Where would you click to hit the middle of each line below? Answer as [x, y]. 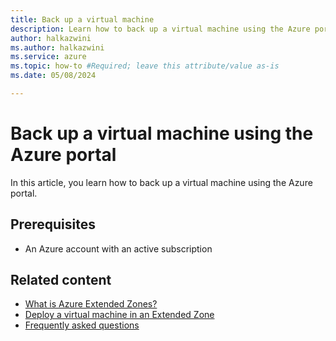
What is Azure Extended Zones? [91, 304]
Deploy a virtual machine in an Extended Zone [119, 315]
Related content [61, 280]
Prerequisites [53, 224]
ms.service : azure [48, 57]
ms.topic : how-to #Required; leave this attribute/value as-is [145, 66]
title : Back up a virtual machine [82, 19]
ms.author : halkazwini [57, 47]
